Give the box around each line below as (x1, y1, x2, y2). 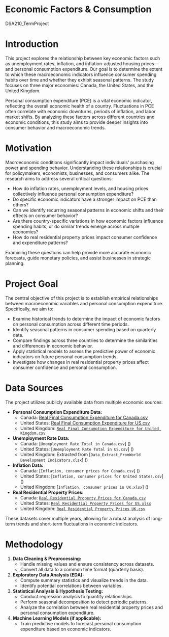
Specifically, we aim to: (5, 306, 54, 312)
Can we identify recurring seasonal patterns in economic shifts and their (12, 207, 164, 213)
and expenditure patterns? (12, 240, 68, 246)
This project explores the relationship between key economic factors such (5, 55, 160, 61)
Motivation (5, 143, 52, 154)
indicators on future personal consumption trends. (12, 353, 118, 360)
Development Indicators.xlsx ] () (20, 457, 88, 463)
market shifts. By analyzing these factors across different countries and (5, 114, 155, 120)
